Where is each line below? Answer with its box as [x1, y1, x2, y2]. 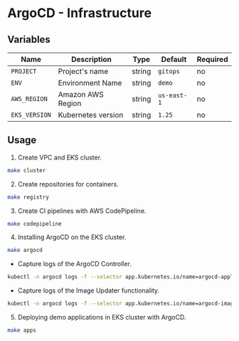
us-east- [157, 91, 188, 99]
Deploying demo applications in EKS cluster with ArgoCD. [17, 313, 186, 322]
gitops [157, 68, 180, 75]
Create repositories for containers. [17, 179, 119, 188]
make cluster [7, 167, 46, 174]
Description [70, 55, 112, 64]
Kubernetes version [58, 110, 124, 120]
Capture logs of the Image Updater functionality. [17, 286, 160, 295]
